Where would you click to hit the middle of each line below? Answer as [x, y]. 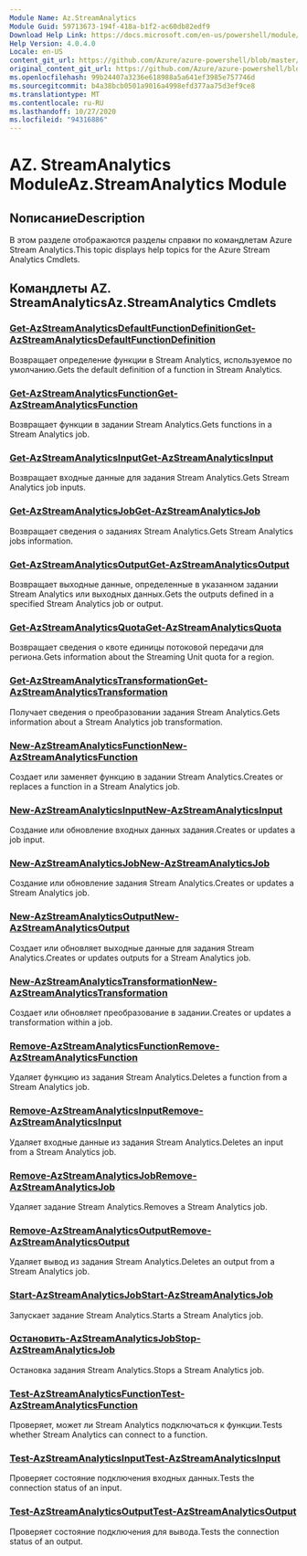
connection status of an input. [66, 1488]
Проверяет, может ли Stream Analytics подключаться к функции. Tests [146, 1425]
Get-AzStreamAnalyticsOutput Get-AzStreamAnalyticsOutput [149, 565]
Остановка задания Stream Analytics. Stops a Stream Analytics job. [137, 1370]
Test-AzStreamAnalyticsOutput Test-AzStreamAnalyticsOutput [153, 1511]
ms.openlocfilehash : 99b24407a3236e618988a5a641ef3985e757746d [132, 78]
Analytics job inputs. [48, 487]
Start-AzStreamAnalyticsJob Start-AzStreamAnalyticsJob [142, 1296]
